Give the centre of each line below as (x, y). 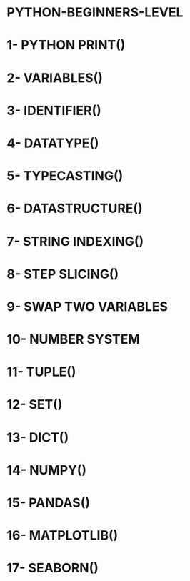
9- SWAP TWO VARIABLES (87, 306)
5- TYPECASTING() (65, 176)
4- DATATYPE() (53, 143)
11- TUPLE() (41, 372)
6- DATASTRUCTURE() (75, 209)
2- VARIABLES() (55, 78)
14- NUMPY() (47, 470)
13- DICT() (38, 437)
